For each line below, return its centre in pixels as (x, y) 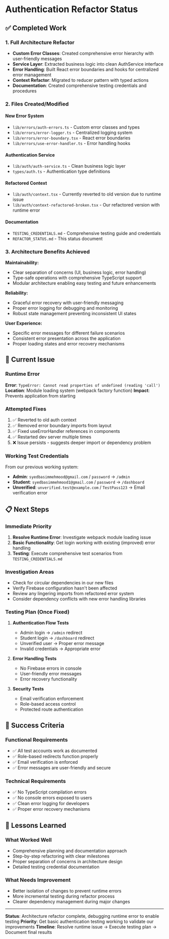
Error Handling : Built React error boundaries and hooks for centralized (86, 69)
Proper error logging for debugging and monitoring (65, 308)
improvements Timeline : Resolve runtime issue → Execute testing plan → (81, 927)
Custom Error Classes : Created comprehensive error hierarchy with (83, 53)
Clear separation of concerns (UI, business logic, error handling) (79, 272)
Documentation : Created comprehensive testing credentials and (79, 85)
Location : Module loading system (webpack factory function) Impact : (77, 390)
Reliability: (17, 293)
